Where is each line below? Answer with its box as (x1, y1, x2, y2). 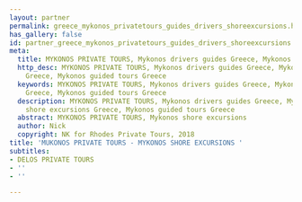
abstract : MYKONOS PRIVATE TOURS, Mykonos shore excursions (17, 113, 247, 122)
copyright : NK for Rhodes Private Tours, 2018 (17, 130, 195, 139)
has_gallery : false (9, 30, 83, 39)
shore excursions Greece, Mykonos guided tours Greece (25, 105, 235, 114)
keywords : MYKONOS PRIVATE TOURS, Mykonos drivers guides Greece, (17, 80, 271, 89)
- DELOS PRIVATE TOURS (9, 154, 94, 164)
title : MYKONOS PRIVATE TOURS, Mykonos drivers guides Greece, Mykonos (17, 55, 292, 64)
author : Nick (17, 122, 67, 131)
